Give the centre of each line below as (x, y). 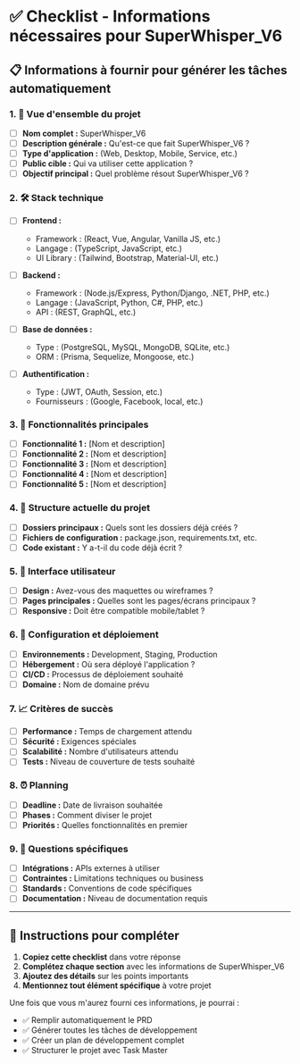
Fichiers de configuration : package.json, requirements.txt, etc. (139, 537)
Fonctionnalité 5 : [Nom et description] (94, 484)
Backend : (41, 275)
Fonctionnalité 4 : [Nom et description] (95, 474)
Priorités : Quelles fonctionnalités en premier (105, 825)
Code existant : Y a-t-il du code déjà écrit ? (102, 548)
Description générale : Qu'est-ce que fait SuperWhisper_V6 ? (136, 143)
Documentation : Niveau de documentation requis (115, 899)
